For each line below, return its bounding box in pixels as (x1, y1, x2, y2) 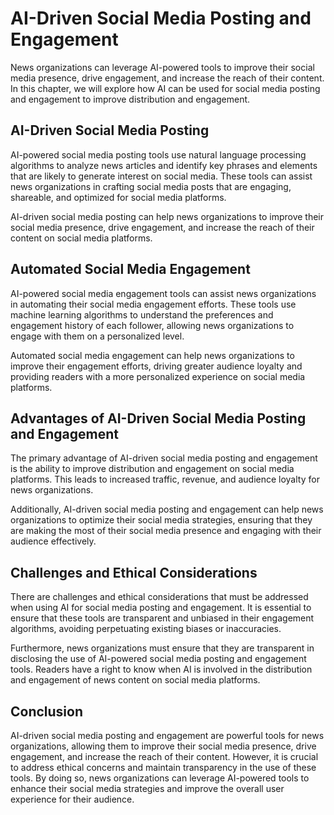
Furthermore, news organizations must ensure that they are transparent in (10, 642, 315, 654)
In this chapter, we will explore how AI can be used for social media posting (10, 82, 321, 94)
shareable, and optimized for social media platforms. (10, 191, 227, 203)
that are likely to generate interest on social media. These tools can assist (10, 170, 313, 182)
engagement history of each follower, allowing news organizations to (10, 319, 295, 331)
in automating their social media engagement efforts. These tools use (10, 298, 297, 310)
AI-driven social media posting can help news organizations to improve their (10, 210, 325, 222)
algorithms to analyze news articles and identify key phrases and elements (10, 159, 318, 171)
